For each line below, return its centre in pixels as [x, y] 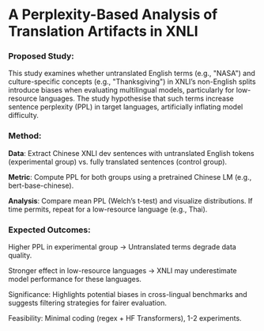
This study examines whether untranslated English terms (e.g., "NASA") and [132, 74]
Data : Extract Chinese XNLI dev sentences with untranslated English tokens [131, 153]
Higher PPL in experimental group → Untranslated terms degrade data [123, 247]
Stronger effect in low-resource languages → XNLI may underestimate [123, 271]
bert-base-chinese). [41, 185]
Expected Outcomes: [49, 230]
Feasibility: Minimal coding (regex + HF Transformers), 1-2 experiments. [125, 318]
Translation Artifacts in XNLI [104, 31]
